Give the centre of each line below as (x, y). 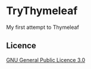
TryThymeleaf (42, 11)
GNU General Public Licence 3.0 (46, 60)
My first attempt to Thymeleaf (43, 27)
